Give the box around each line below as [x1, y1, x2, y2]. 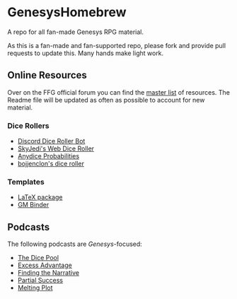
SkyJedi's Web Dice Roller [17, 144, 94, 153]
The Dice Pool [17, 254, 59, 262]
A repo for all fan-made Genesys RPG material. [7, 28, 144, 36]
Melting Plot [17, 283, 53, 292]
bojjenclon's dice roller [17, 160, 85, 168]
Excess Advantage [17, 261, 72, 269]
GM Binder [17, 201, 50, 209]
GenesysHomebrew [7, 4, 127, 20]
